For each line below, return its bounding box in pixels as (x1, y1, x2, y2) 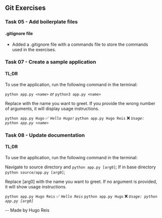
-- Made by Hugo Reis (5, 207, 50, 213)
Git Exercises (5, 4, 46, 12)
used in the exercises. (12, 46, 56, 53)
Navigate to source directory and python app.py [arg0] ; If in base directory (5, 164, 156, 170)
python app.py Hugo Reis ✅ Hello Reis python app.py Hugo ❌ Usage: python (5, 193, 158, 199)
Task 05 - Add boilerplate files (5, 18, 78, 25)
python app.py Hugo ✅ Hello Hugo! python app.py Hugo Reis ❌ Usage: (5, 115, 144, 121)
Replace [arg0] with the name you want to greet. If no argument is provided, (5, 179, 157, 184)
